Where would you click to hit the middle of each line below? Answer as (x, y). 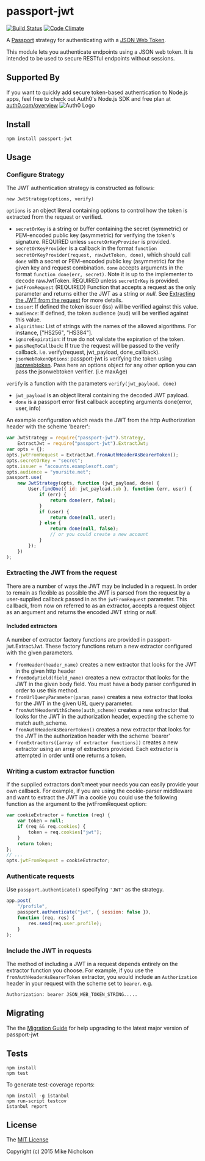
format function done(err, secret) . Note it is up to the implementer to (104, 274)
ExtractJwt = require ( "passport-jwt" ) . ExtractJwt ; (83, 444)
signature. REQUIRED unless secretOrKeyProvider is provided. (93, 242)
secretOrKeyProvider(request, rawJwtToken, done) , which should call (103, 255)
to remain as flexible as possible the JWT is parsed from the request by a (98, 592)
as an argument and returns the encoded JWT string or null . (82, 612)
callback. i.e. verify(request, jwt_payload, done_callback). (88, 352)
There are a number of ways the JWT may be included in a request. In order (102, 586)
